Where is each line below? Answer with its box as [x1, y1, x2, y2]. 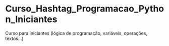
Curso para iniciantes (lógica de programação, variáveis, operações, [5, 30, 148, 36]
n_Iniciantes [5, 13, 58, 25]
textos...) [5, 35, 24, 41]
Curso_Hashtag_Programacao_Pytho [5, 3, 164, 14]
